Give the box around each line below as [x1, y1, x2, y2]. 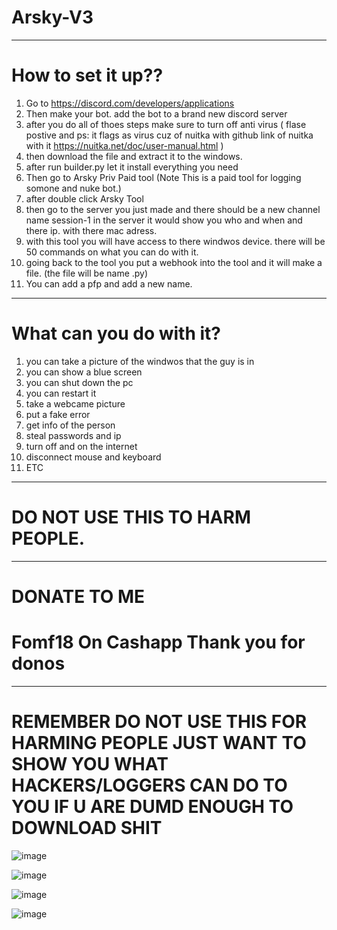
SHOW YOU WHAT [11, 753, 169, 776]
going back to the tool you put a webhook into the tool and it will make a [25, 256, 323, 268]
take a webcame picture [25, 397, 126, 410]
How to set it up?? [11, 64, 164, 87]
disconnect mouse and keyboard [25, 451, 162, 463]
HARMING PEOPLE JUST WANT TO [11, 732, 307, 755]
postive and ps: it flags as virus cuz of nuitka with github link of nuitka [25, 129, 314, 141]
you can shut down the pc [25, 376, 134, 388]
